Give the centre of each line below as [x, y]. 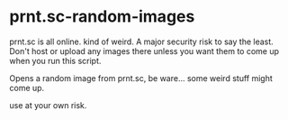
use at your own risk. [48, 105]
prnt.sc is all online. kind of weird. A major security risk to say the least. [142, 42]
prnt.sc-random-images [102, 17]
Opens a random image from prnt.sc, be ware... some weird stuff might [141, 78]
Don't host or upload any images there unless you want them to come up [144, 51]
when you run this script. [55, 60]
